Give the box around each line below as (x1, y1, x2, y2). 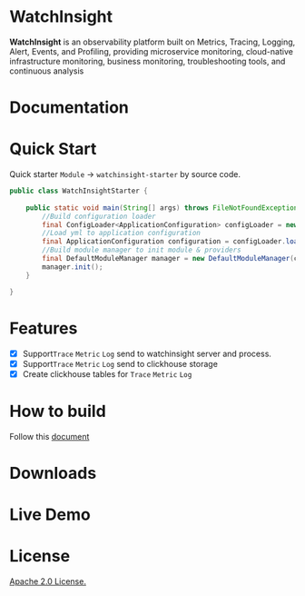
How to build (9, 401, 106, 422)
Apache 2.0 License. (9, 575, 86, 587)
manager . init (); (42, 262, 103, 272)
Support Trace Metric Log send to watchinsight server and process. (22, 348, 272, 359)
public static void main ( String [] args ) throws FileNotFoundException (25, 203, 299, 213)
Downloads (9, 462, 97, 483)
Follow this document (9, 431, 90, 442)
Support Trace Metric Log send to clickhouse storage (22, 358, 218, 369)
